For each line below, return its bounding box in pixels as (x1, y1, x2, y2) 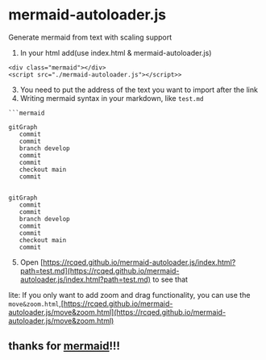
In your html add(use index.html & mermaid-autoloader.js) (19, 48, 212, 57)
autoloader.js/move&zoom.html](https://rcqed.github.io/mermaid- (8, 307, 227, 316)
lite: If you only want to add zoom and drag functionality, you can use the (8, 290, 251, 299)
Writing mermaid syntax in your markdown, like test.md (19, 93, 204, 103)
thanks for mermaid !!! (8, 339, 121, 353)
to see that (152, 274, 188, 284)
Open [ (19, 257, 44, 267)
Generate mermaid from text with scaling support (8, 32, 172, 42)
